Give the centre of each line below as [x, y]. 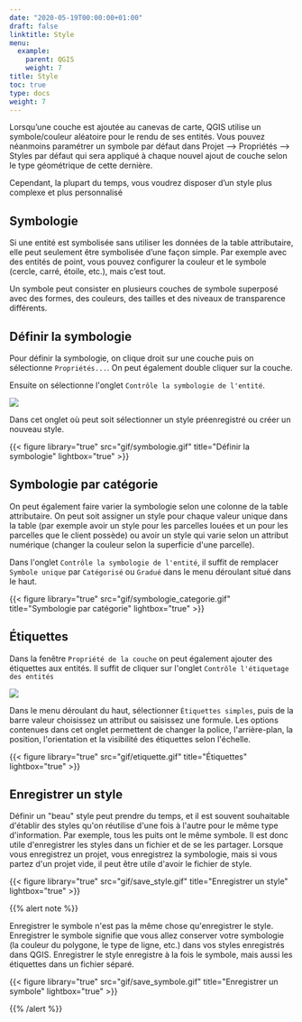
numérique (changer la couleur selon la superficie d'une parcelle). [132, 544]
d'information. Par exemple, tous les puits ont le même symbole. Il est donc [149, 835]
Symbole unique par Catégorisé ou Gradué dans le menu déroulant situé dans [150, 571]
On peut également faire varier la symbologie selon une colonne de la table [149, 506]
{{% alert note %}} [44, 908]
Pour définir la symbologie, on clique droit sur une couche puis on [132, 358]
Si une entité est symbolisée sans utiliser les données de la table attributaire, [151, 243]
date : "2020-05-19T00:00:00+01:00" [76, 18]
